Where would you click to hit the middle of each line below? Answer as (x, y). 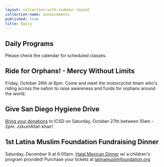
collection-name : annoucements (37, 14)
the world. (16, 93)
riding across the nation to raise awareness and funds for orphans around (80, 88)
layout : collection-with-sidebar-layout (48, 10)
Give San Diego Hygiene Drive (53, 109)
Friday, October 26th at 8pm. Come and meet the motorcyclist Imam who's (81, 83)
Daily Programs (29, 43)
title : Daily (19, 24)
